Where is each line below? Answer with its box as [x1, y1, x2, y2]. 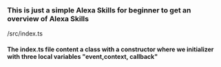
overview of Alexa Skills [7, 14, 90, 23]
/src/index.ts [7, 29, 43, 38]
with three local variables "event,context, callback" [7, 52, 158, 60]
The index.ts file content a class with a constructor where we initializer [7, 45, 214, 53]
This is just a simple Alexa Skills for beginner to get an [7, 5, 191, 15]
